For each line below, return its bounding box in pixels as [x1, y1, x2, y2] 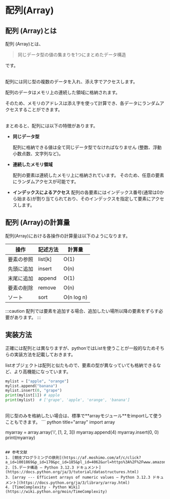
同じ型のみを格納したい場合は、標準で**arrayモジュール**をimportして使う [5, 413, 162, 419]
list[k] [38, 255, 52, 262]
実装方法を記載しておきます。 [14, 351, 76, 357]
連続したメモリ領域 [12, 161, 53, 168]
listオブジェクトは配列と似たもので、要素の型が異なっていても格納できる [5, 362, 157, 368]
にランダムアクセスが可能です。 [12, 179, 79, 184]
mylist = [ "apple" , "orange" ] [5, 379, 69, 384]
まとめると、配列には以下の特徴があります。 [5, 123, 98, 128]
